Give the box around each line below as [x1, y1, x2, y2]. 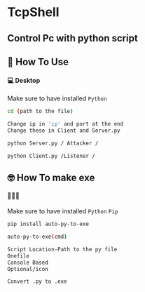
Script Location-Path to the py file [7, 246, 118, 253]
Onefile [7, 252, 30, 260]
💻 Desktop [7, 76, 41, 84]
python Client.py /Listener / [7, 152, 96, 159]
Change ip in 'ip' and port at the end [7, 121, 124, 128]
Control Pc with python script [7, 32, 138, 44]
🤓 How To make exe [7, 171, 95, 183]
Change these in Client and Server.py [7, 127, 120, 134]
